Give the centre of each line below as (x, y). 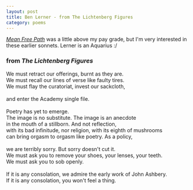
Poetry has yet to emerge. (38, 111)
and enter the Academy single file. (48, 99)
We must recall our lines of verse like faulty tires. (66, 80)
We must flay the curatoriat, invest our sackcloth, (66, 86)
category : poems (26, 22)
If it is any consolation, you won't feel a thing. (61, 180)
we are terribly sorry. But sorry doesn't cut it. (61, 149)
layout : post (22, 12)
